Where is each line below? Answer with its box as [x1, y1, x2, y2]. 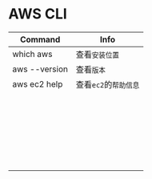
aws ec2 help [12, 78, 63, 89]
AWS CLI [8, 5, 68, 23]
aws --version [12, 63, 68, 75]
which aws [12, 48, 53, 59]
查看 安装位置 [75, 49, 120, 60]
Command [19, 34, 61, 45]
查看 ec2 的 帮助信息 [75, 79, 140, 90]
